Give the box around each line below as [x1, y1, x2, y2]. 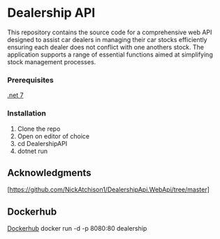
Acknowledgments [7, 166, 92, 179]
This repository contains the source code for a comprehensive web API [7, 28, 212, 36]
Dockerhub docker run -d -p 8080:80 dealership [7, 224, 147, 233]
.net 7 [7, 91, 24, 99]
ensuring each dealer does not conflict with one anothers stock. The [7, 43, 205, 51]
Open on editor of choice [17, 131, 89, 140]
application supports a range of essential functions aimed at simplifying [7, 50, 213, 59]
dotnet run [17, 147, 48, 155]
